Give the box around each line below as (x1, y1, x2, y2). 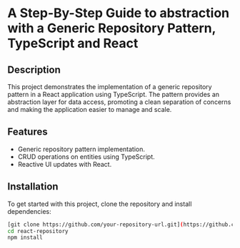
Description (7, 63, 61, 76)
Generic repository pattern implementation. (17, 145, 145, 153)
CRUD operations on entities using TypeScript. (17, 152, 155, 161)
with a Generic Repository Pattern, (7, 20, 216, 36)
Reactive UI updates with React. (17, 160, 112, 168)
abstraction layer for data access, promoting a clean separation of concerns (7, 98, 231, 106)
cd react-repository (7, 227, 69, 234)
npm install (7, 234, 43, 242)
